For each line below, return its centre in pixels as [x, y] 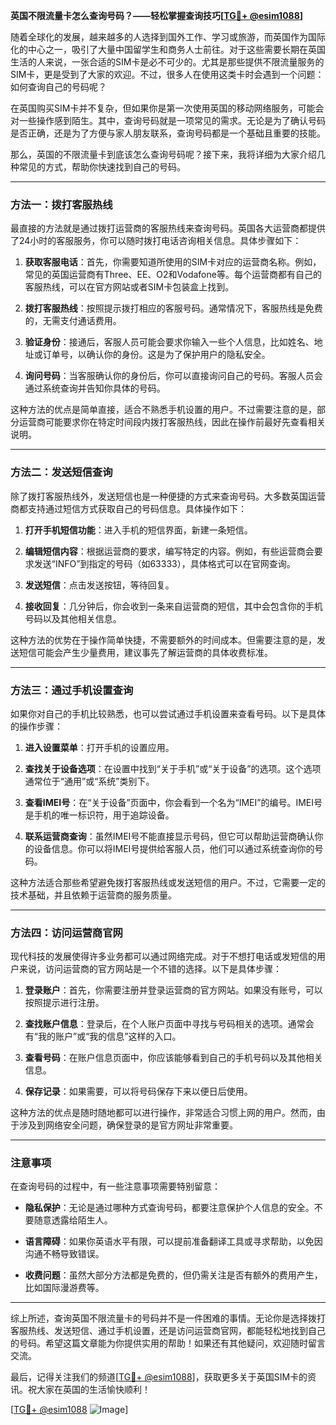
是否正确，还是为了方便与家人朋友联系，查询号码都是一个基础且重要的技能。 [168, 133]
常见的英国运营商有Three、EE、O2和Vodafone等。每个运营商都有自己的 [173, 275]
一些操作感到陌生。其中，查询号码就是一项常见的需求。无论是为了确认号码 [172, 120]
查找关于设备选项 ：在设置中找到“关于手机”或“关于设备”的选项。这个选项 [173, 768]
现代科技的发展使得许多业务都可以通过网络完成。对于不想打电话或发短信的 [163, 956]
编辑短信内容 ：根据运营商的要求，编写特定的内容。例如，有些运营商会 [169, 551]
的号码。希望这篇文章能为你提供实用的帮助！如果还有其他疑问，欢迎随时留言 [168, 1343]
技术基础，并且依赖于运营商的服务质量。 [93, 895]
